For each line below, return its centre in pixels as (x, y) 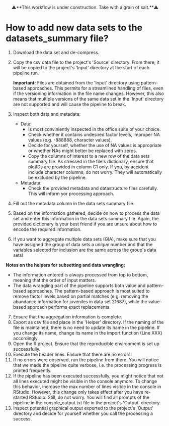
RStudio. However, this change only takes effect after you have (78, 392)
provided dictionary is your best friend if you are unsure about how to (85, 224)
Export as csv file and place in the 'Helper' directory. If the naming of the (88, 322)
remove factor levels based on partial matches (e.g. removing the (80, 296)
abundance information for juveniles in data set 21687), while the (80, 301)
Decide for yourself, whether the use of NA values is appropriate (95, 145)
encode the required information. (47, 229)
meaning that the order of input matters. (54, 280)
